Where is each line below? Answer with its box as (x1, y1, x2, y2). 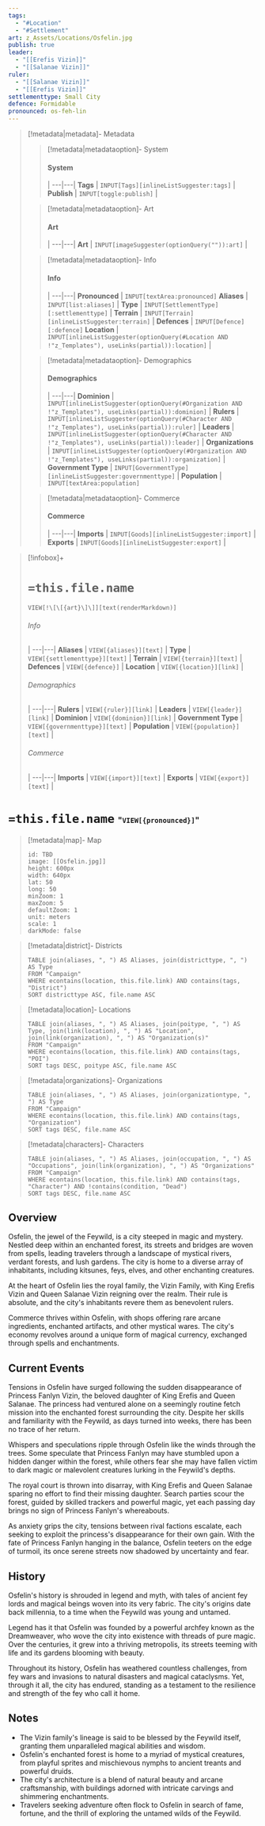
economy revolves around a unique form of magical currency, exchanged (8, 1330, 248, 1340)
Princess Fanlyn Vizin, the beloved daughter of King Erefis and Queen (8, 1391, 236, 1400)
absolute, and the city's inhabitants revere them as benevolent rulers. (8, 1298, 234, 1307)
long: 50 (27, 885, 57, 893)
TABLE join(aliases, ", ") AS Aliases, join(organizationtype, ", (27, 1091, 252, 1099)
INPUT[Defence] (195, 318, 245, 326)
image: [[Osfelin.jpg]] (27, 857, 107, 865)
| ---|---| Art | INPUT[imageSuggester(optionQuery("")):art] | (47, 239, 248, 250)
